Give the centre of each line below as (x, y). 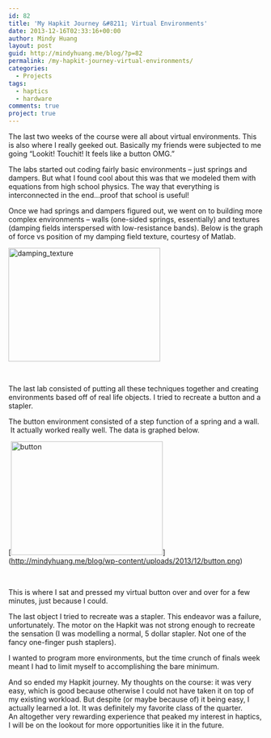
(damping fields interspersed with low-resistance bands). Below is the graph (136, 228)
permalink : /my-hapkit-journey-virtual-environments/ (101, 61)
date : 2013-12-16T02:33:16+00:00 (65, 31)
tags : (17, 83)
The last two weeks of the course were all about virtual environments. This (133, 137)
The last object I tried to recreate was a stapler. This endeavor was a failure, (135, 616)
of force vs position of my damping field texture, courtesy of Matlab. (122, 236)
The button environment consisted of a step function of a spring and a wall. (134, 422)
